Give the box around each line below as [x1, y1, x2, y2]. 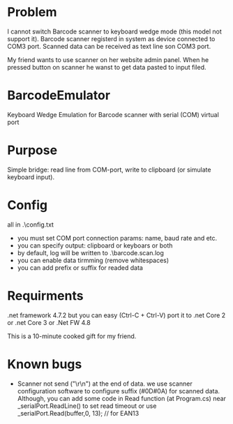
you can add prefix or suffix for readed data [17, 263, 143, 272]
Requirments [7, 287, 84, 303]
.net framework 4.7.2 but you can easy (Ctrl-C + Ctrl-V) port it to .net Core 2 [7, 311, 226, 319]
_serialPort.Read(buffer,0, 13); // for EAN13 [17, 409, 140, 417]
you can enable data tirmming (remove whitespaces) [17, 256, 170, 264]
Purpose [7, 142, 58, 158]
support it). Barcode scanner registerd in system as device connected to [7, 34, 216, 43]
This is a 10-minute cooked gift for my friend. [7, 332, 137, 340]
